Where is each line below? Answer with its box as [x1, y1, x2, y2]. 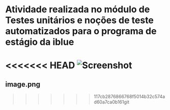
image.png [5, 80, 41, 89]
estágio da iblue [5, 36, 74, 48]
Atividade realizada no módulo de [5, 4, 150, 15]
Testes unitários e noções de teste [5, 14, 154, 26]
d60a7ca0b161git [94, 99, 130, 105]
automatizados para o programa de [5, 26, 157, 37]
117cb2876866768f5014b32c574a [94, 94, 165, 100]
